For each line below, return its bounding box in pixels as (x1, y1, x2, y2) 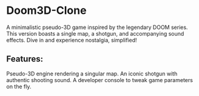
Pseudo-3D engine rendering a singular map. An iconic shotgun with (6, 70, 178, 77)
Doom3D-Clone (6, 4, 87, 18)
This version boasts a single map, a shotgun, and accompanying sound (6, 30, 184, 37)
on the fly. (6, 83, 32, 90)
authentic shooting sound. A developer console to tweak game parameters (6, 76, 193, 83)
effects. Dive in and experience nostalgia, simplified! (6, 36, 138, 43)
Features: (6, 54, 44, 64)
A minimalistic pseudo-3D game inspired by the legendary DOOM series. (6, 24, 188, 31)
